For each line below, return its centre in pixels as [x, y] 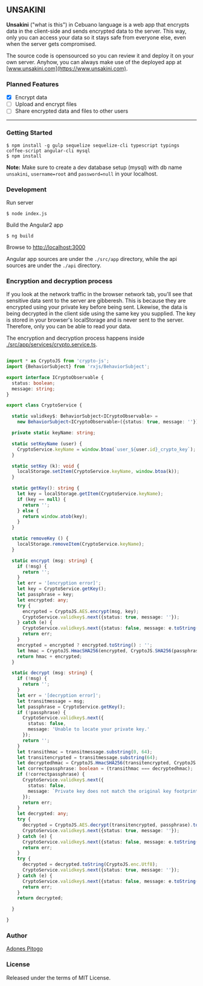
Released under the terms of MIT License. [58, 978]
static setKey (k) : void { [46, 466]
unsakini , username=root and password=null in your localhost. [82, 174]
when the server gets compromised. [51, 44]
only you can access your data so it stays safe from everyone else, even [96, 37]
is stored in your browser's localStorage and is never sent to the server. [95, 320]
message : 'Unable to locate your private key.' [89, 729]
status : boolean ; [34, 383]
